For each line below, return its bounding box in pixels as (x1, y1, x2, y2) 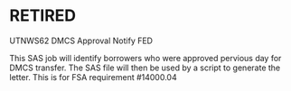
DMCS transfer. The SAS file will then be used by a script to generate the (9, 62, 281, 73)
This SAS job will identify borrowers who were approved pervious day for (9, 52, 282, 63)
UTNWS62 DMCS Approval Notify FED (9, 35, 154, 46)
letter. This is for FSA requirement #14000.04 (9, 71, 178, 82)
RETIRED (9, 5, 77, 26)
